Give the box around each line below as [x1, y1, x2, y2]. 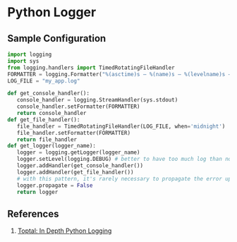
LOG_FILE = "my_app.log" [7, 77, 80, 85]
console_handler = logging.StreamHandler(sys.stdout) [16, 97, 178, 104]
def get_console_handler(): [7, 90, 90, 97]
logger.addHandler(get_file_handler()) [16, 169, 134, 176]
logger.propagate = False [16, 181, 93, 189]
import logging [7, 51, 52, 58]
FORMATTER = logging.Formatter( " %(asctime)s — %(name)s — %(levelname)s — [7, 71, 232, 78]
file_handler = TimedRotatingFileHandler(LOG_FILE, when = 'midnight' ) [16, 123, 226, 130]
